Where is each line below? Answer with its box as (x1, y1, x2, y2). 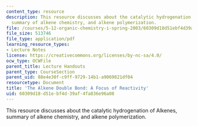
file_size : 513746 (6, 31, 51, 37)
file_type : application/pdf (6, 36, 75, 42)
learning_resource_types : (6, 42, 70, 48)
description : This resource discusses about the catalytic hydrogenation (6, 14, 192, 20)
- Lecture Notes (6, 47, 46, 53)
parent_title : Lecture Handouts (6, 63, 85, 69)
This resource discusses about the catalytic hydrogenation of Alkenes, (6, 107, 177, 114)
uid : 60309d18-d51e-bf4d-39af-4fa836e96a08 (6, 91, 115, 97)
